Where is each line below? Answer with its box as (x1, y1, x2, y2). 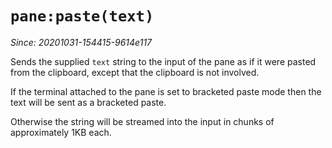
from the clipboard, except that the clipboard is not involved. (10, 66, 260, 78)
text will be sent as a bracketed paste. (10, 96, 167, 108)
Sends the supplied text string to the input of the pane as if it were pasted (10, 55, 317, 67)
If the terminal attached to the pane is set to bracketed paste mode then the (10, 85, 322, 97)
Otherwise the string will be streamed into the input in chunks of (10, 115, 275, 127)
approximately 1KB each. (10, 126, 112, 138)
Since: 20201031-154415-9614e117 (10, 36, 153, 48)
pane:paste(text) (10, 7, 155, 26)
